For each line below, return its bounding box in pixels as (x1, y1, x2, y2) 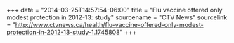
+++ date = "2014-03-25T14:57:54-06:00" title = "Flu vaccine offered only (6, 6, 223, 14)
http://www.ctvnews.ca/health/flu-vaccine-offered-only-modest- (15, 21, 204, 28)
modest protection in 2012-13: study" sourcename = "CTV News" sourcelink (6, 13, 228, 21)
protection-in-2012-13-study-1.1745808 (6, 28, 120, 36)
